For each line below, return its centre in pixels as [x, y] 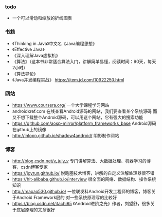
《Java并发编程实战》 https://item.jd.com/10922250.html [68, 79]
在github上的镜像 [29, 129]
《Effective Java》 [28, 49]
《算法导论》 [25, 74]
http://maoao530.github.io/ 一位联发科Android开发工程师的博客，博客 [82, 192]
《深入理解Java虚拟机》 [36, 55]
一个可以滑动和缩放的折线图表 [42, 18]
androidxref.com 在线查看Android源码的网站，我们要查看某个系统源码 [82, 111]
